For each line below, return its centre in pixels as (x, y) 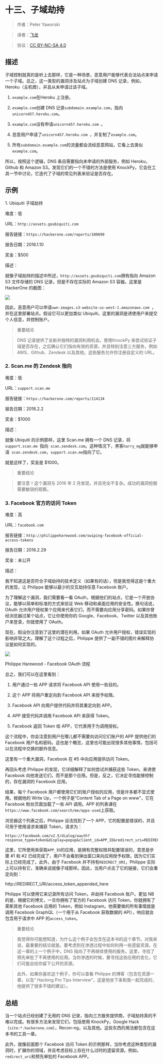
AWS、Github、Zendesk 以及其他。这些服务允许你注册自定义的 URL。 (87, 352)
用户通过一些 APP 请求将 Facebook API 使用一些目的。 (66, 685)
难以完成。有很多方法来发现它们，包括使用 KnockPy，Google (66, 1022)
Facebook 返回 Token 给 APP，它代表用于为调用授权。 (66, 726)
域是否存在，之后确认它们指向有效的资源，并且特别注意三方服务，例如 (87, 346)
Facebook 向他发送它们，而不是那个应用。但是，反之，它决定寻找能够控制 (79, 775)
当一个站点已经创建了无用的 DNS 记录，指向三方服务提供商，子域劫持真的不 (81, 1015)
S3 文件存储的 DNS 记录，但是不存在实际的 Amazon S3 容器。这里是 (73, 281)
